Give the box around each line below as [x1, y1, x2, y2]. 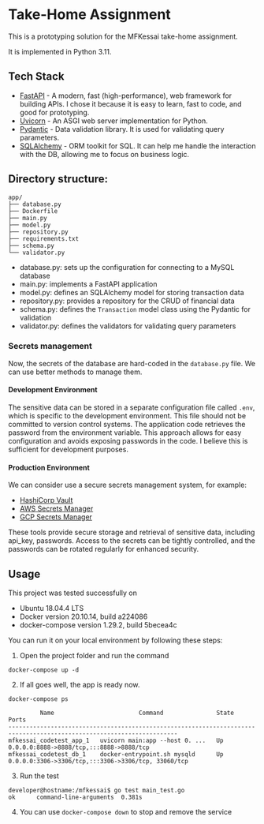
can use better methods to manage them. [8, 367, 143, 376]
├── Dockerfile [8, 207, 58, 215]
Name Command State [39, 709, 235, 717]
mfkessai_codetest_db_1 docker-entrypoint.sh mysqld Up [8, 751, 224, 758]
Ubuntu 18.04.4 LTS [19, 604, 84, 613]
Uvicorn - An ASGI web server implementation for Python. [19, 116, 208, 125]
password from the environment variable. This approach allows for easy [8, 428, 242, 437]
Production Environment [8, 463, 91, 472]
